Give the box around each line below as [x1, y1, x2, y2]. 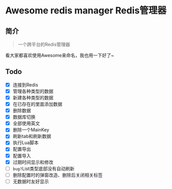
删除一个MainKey [12, 127, 50, 133]
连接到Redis [12, 82, 38, 88]
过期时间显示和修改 [12, 159, 54, 165]
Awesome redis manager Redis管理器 [5, 5, 167, 16]
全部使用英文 [12, 120, 40, 126]
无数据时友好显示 [12, 178, 49, 184]
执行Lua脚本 [12, 140, 39, 146]
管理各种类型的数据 [12, 88, 54, 94]
